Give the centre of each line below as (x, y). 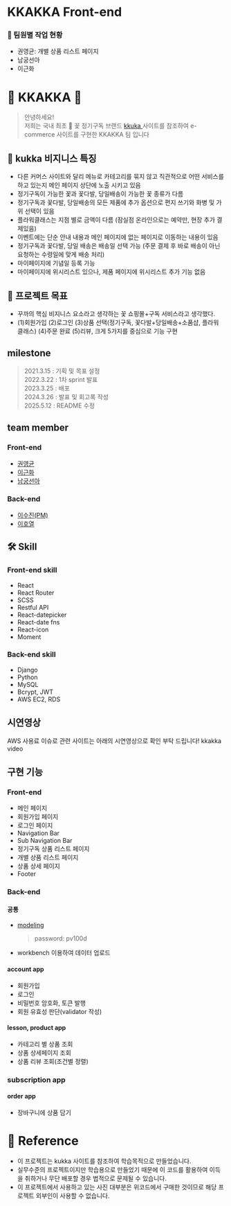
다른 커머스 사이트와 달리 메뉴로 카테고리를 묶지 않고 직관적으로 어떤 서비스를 (121, 177)
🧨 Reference (43, 1141)
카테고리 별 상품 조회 (45, 1044)
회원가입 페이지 (38, 817)
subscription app (36, 1080)
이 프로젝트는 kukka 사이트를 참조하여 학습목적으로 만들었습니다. (104, 1161)
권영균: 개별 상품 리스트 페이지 (58, 51)
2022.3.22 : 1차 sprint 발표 (61, 379)
